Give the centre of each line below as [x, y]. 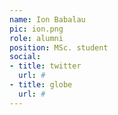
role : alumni [36, 38]
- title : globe [41, 85]
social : [25, 57]
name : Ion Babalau [47, 19]
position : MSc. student [59, 47]
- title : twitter [45, 66]
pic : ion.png [36, 29]
